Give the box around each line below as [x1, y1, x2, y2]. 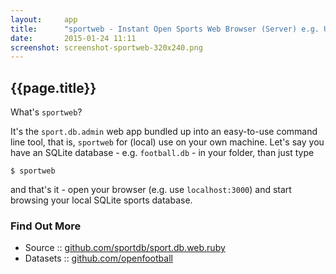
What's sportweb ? [10, 106, 83, 118]
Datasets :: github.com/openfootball [24, 252, 173, 265]
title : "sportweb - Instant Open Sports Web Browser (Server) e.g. [10, 24, 320, 34]
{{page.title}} [10, 79, 97, 96]
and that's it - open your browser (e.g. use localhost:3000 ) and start [10, 184, 292, 196]
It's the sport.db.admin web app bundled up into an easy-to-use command [10, 126, 318, 138]
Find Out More [10, 219, 82, 233]
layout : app [10, 14, 78, 25]
